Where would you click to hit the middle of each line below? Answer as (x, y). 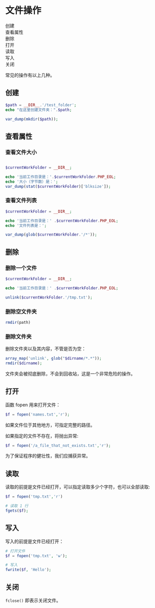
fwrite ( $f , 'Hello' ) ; (28, 570)
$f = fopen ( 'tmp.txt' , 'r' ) (34, 497)
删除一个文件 (21, 268)
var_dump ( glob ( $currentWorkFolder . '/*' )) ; (51, 235)
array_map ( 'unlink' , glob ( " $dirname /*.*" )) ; (53, 359)
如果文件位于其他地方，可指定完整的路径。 (50, 425)
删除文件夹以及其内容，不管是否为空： (46, 349)
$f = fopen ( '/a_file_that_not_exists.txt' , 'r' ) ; (58, 445)
